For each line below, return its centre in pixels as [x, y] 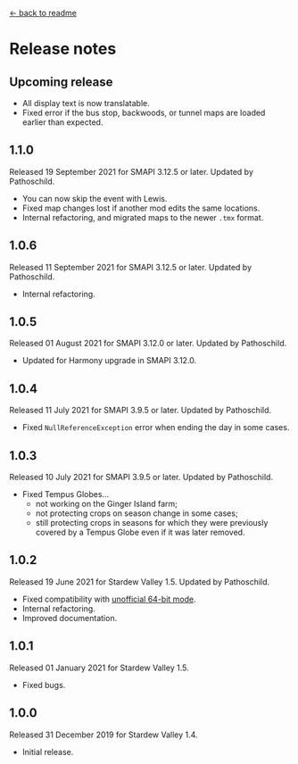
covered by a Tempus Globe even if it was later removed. [140, 532]
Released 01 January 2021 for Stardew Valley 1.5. [99, 668]
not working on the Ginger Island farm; [107, 504]
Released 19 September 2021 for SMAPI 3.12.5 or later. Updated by [132, 171]
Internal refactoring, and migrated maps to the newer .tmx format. [143, 217]
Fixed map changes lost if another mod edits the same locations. [141, 208]
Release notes [63, 49]
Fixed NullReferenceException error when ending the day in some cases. [156, 428]
